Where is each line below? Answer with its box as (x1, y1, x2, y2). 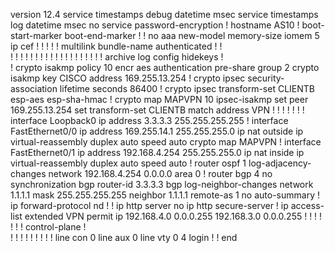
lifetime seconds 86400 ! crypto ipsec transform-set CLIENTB (59, 83, 315, 94)
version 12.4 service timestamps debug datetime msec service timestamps (10, 9, 319, 20)
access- (290, 200, 325, 211)
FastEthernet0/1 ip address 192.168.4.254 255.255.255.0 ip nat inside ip (10, 147, 305, 158)
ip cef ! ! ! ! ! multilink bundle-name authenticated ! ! (10, 40, 223, 52)
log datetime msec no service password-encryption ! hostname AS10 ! (10, 19, 300, 31)
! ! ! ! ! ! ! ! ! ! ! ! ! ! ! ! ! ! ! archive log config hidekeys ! (10, 51, 224, 63)
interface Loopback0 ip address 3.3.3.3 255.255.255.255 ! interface (10, 115, 289, 126)
